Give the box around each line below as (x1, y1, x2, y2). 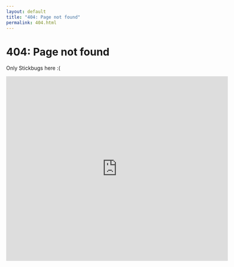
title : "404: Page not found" (6, 14, 81, 20)
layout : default (6, 8, 46, 15)
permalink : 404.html (6, 19, 57, 25)
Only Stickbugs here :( (6, 64, 61, 71)
